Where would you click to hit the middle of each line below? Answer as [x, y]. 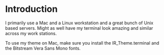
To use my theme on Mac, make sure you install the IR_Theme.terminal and [82, 43]
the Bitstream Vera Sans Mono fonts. [43, 48]
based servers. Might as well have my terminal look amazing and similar [79, 28]
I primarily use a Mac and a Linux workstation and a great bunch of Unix [79, 23]
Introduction [31, 9]
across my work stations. [31, 33]
